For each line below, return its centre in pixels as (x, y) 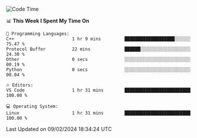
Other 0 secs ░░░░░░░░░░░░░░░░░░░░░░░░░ (98, 59)
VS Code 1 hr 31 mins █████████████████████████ (98, 90)
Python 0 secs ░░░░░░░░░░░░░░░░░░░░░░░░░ (98, 70)
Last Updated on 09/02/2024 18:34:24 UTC (59, 129)
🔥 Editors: (20, 85)
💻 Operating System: (32, 106)
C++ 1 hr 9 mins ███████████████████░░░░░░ (98, 39)
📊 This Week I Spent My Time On (48, 21)
